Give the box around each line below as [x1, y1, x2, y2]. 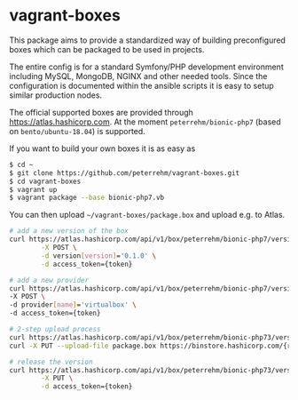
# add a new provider [9, 276, 90, 284]
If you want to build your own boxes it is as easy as [9, 143, 196, 154]
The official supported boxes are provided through [9, 107, 193, 117]
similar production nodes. [9, 90, 103, 100]
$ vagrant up [9, 185, 58, 194]
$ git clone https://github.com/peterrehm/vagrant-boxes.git [9, 168, 240, 178]
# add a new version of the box [9, 227, 129, 236]
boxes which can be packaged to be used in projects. [9, 44, 205, 54]
